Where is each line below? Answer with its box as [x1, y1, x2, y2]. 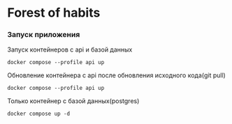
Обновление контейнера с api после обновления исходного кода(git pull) [7, 71, 226, 79]
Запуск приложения [7, 30, 80, 40]
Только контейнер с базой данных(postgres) [7, 97, 140, 105]
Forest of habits [7, 5, 101, 21]
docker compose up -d [7, 110, 71, 118]
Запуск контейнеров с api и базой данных [7, 45, 133, 54]
